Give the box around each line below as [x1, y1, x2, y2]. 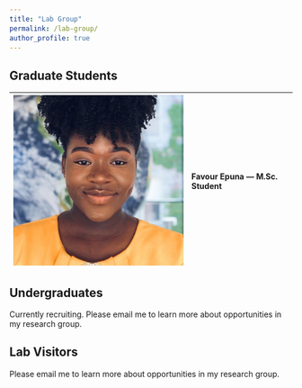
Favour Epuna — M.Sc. [191, 171, 279, 182]
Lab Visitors [9, 345, 78, 360]
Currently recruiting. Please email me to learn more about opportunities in [9, 309, 282, 320]
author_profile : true [9, 33, 91, 42]
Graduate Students [9, 68, 119, 83]
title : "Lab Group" [9, 14, 83, 23]
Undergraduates [9, 284, 103, 301]
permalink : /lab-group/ [9, 23, 99, 33]
